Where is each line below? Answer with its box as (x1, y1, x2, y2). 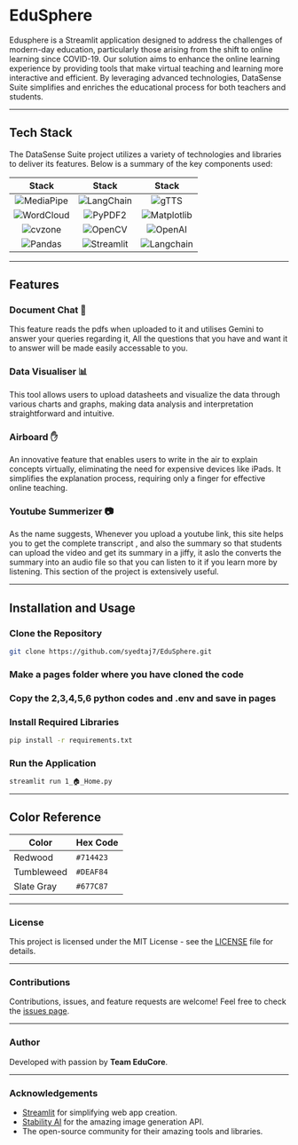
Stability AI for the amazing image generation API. (21, 1117, 204, 1127)
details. (9, 946, 36, 957)
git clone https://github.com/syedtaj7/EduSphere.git (9, 647, 213, 657)
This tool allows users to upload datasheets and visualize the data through (9, 389, 281, 399)
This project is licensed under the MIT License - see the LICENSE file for (9, 936, 273, 947)
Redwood (13, 851, 53, 864)
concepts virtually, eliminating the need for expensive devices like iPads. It (9, 463, 281, 475)
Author (9, 1036, 41, 1048)
